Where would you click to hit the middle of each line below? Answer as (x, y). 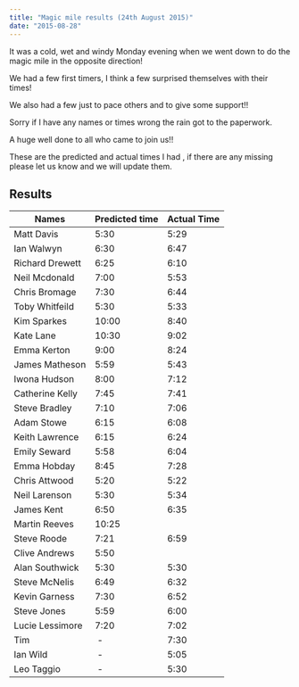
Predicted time (127, 219)
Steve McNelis (44, 583)
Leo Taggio (37, 669)
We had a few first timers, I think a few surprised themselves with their (139, 78)
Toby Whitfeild (44, 307)
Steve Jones (40, 611)
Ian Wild (31, 655)
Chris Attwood (44, 481)
